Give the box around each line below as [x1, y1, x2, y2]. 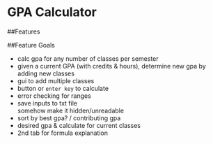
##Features [7, 27, 40, 36]
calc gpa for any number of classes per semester [17, 54, 159, 63]
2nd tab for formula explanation [17, 129, 108, 137]
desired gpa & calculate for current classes [17, 121, 141, 129]
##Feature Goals [7, 41, 56, 49]
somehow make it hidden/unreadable [17, 106, 124, 115]
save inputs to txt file [17, 99, 78, 107]
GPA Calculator [7, 4, 97, 20]
